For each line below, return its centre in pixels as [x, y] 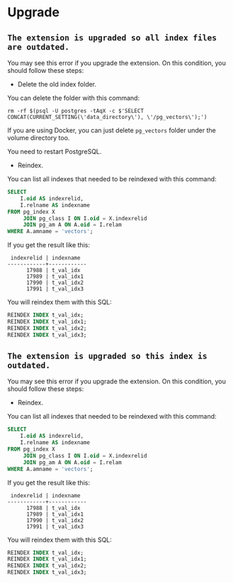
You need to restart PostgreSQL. [55, 152]
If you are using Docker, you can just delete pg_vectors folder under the [112, 130]
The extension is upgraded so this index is [107, 356]
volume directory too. [39, 138]
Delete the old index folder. [57, 84]
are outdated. [38, 47]
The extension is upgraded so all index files [112, 38]
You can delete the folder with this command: [74, 98]
